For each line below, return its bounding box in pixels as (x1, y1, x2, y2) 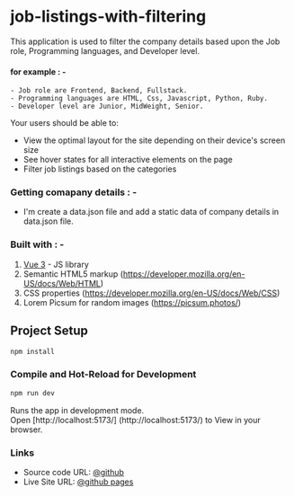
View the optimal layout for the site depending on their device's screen (22, 135, 286, 146)
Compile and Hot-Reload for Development (10, 368, 197, 381)
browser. (10, 424, 43, 435)
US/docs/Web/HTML (22, 278, 102, 288)
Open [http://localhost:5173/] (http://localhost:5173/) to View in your (10, 414, 261, 425)
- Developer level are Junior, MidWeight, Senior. (10, 102, 204, 111)
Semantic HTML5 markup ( (22, 268, 124, 279)
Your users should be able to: (10, 118, 120, 128)
